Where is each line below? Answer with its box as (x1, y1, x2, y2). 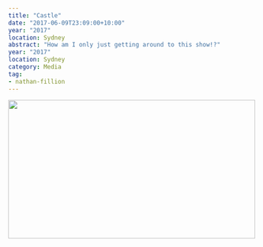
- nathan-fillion (8, 77, 66, 85)
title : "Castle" (8, 11, 62, 20)
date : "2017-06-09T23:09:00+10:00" (8, 19, 126, 27)
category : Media (8, 63, 62, 71)
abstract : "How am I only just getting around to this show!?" (8, 41, 221, 49)
